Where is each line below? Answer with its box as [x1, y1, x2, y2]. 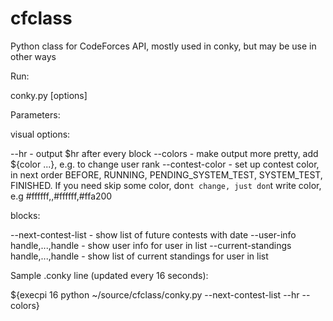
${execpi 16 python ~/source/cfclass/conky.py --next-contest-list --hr [10, 288, 300, 301]
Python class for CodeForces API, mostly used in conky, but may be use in [10, 40, 317, 52]
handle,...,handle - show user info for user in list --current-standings [10, 239, 292, 251]
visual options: [10, 128, 71, 140]
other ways [10, 50, 57, 62]
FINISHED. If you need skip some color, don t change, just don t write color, [10, 179, 322, 191]
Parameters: [10, 108, 61, 121]
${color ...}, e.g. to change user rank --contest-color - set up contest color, [10, 158, 320, 170]
